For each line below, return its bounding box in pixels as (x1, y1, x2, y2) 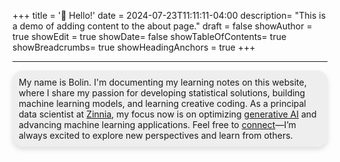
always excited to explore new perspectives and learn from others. (18, 130, 294, 141)
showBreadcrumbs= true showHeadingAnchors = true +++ (12, 41, 256, 53)
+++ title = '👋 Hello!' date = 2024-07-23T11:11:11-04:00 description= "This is (12, 10, 327, 21)
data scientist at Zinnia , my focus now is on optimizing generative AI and (18, 108, 317, 120)
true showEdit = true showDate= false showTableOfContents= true (12, 31, 287, 42)
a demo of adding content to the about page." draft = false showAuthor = (12, 20, 313, 32)
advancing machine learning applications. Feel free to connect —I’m (18, 119, 297, 130)
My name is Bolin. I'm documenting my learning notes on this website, (18, 76, 307, 88)
